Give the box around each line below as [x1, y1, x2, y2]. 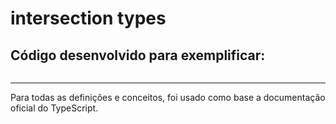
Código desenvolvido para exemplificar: [10, 47, 266, 64]
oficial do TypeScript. [10, 102, 99, 114]
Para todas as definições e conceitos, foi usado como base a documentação [10, 92, 326, 103]
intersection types [10, 7, 167, 30]
